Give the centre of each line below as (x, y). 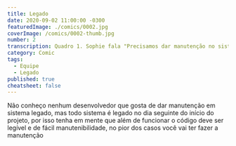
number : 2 (22, 40)
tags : (15, 60)
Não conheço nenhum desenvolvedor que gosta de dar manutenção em (111, 105)
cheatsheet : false (34, 86)
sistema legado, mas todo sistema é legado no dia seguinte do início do (111, 113)
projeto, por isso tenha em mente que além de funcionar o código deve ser (116, 121)
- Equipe (26, 66)
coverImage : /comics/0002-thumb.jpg (61, 33)
